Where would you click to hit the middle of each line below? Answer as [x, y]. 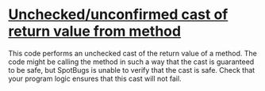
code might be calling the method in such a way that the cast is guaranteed [131, 62]
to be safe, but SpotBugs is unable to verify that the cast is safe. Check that [132, 70]
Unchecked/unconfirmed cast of [118, 15]
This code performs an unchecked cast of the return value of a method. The [133, 53]
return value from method [94, 31]
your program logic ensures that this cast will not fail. [95, 78]
